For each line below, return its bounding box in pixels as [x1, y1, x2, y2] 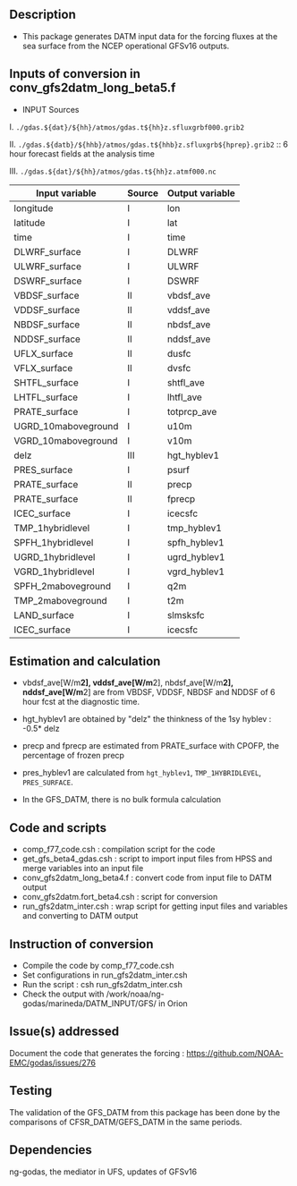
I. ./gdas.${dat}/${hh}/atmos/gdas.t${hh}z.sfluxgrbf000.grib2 [9, 121, 244, 132]
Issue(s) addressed [9, 1024, 120, 1039]
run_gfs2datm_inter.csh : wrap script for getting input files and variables [21, 901, 288, 911]
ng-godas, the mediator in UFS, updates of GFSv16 [9, 1166, 198, 1177]
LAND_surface [13, 608, 74, 621]
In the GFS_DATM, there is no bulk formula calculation [21, 794, 222, 805]
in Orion [157, 998, 188, 1009]
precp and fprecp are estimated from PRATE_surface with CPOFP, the [21, 741, 280, 751]
